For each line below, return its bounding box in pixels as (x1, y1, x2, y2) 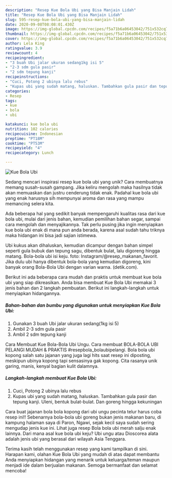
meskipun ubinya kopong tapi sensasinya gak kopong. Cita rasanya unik (5, 357, 158, 364)
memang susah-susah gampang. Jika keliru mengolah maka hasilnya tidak (5, 184, 162, 190)
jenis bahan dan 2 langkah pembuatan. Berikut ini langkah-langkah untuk (5, 285, 159, 291)
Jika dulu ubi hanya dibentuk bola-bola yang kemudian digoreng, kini (5, 258, 151, 265)
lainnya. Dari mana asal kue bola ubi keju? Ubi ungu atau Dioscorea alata (5, 430, 159, 436)
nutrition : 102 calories (5, 126, 58, 131)
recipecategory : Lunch (5, 150, 54, 155)
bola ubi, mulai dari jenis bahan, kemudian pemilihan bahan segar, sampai (5, 216, 161, 222)
